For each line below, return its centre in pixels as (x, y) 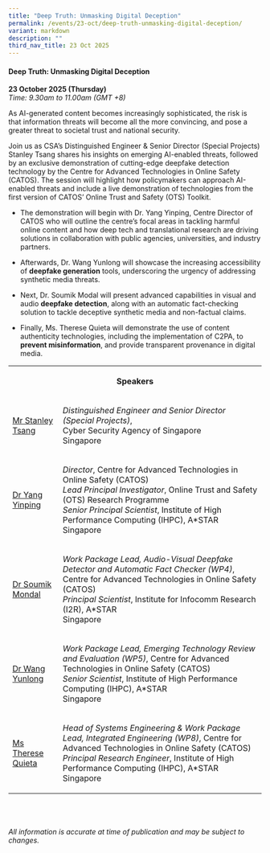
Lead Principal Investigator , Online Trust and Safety (160, 490)
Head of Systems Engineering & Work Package (152, 728)
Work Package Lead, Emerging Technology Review (159, 649)
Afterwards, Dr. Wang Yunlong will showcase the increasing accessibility (140, 263)
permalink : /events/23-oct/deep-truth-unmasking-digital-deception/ (125, 23)
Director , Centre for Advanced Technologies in (151, 470)
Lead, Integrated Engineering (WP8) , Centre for (153, 738)
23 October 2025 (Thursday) (57, 89)
